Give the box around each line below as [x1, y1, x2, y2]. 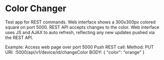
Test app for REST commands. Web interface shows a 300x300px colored [5, 19, 156, 25]
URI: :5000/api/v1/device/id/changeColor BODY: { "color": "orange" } [5, 49, 145, 55]
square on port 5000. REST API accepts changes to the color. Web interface [5, 24, 160, 30]
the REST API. [5, 35, 33, 40]
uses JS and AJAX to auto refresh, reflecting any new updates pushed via [5, 29, 155, 35]
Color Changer [5, 3, 66, 14]
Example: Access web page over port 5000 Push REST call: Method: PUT [5, 44, 154, 50]
